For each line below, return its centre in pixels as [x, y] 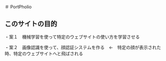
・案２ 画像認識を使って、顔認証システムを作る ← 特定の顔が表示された [83, 47]
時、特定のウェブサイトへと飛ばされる [44, 54]
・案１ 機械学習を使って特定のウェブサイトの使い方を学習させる [72, 37]
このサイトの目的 [31, 24]
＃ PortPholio [18, 7]
